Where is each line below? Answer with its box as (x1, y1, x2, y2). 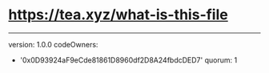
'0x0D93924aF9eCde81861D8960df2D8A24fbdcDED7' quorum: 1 (19, 55, 238, 65)
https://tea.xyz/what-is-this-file (8, 6, 228, 24)
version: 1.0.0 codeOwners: (8, 39, 98, 49)
